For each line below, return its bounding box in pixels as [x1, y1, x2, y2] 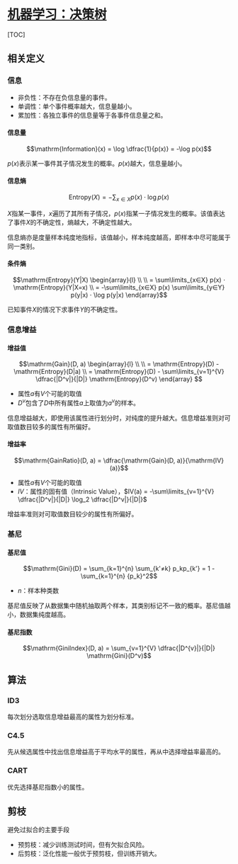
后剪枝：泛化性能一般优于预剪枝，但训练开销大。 [17, 849, 161, 858]
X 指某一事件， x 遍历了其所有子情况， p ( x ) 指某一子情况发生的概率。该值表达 [7, 209, 225, 217]
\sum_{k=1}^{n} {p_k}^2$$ [80, 572, 158, 581]
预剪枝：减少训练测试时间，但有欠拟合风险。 [17, 841, 149, 849]
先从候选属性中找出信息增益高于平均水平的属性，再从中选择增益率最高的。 [7, 748, 225, 756]
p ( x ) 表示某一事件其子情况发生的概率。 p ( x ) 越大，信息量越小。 [7, 159, 186, 167]
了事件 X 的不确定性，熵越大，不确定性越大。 [7, 217, 136, 227]
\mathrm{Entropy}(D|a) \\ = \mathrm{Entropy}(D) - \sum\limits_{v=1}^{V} [13, 368, 225, 376]
